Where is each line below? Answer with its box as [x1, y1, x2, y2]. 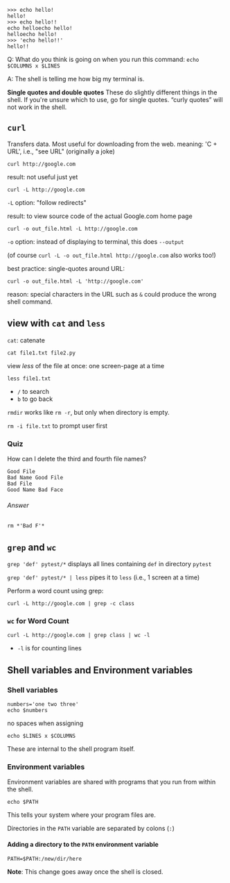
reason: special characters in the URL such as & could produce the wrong [7, 290, 217, 298]
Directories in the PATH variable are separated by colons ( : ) [7, 824, 175, 833]
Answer [7, 501, 29, 509]
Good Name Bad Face [7, 486, 64, 493]
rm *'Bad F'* [7, 522, 45, 529]
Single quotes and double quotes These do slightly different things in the [7, 88, 218, 97]
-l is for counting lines [17, 644, 82, 652]
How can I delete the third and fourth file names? [7, 454, 147, 463]
